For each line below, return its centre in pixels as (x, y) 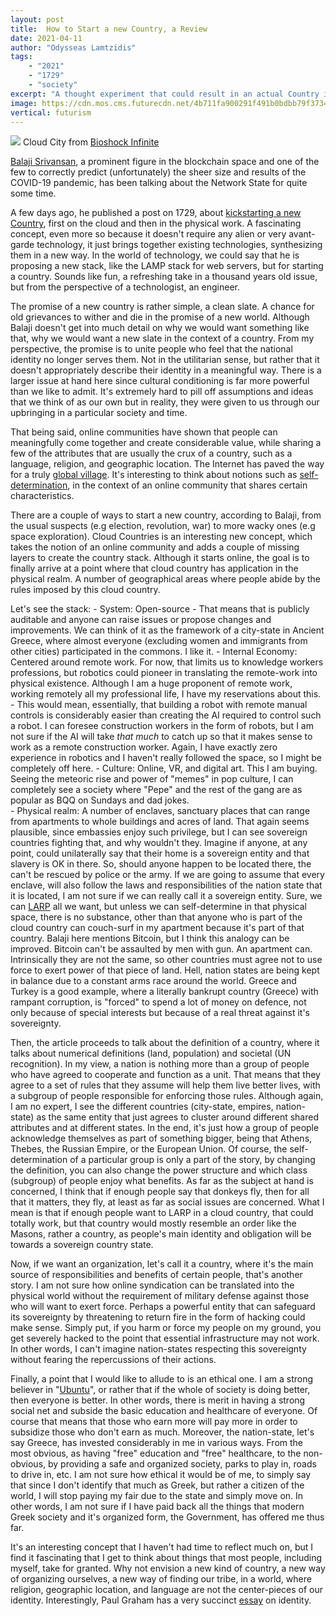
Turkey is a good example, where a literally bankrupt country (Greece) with (164, 992)
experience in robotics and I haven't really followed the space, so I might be (166, 758)
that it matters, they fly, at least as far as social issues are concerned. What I (167, 1202)
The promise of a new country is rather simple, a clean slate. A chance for (162, 307)
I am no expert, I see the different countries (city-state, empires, (142, 1107)
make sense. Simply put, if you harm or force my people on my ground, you (166, 1328)
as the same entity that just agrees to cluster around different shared (177, 1117)
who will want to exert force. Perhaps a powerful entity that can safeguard (163, 1307)
